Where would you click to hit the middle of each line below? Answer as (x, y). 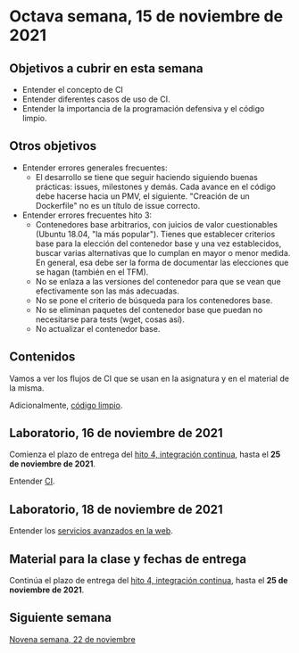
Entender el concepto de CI (72, 90)
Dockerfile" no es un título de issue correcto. (118, 205)
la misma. (27, 388)
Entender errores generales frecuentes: (95, 168)
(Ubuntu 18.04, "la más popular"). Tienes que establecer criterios (155, 234)
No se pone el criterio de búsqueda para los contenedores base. (154, 300)
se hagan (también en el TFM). (92, 272)
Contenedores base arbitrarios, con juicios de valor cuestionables (157, 224)
